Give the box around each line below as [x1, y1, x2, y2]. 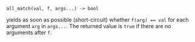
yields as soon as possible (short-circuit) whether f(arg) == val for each [6, 16, 189, 23]
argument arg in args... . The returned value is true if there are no [6, 23, 171, 29]
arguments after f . [6, 29, 52, 36]
